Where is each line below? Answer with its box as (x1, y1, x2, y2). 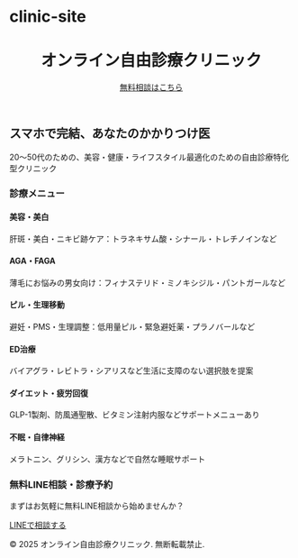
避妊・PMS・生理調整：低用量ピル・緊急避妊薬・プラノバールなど (9, 322, 256, 333)
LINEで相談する (9, 519, 67, 530)
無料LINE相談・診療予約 (9, 478, 113, 490)
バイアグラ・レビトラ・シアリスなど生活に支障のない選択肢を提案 (9, 365, 254, 376)
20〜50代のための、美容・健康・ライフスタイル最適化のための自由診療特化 (9, 151, 290, 162)
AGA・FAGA (9, 255, 56, 267)
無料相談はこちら (120, 82, 183, 93)
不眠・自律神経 (9, 432, 65, 443)
